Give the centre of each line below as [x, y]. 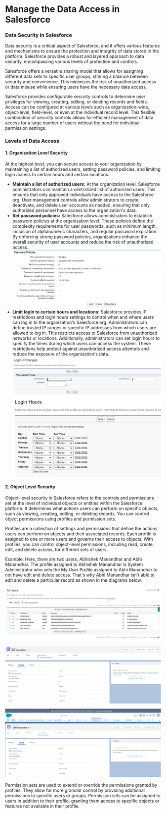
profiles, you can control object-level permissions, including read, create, [80, 544]
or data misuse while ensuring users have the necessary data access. [76, 87]
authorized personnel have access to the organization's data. [75, 210]
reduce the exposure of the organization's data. [61, 354]
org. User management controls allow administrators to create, [76, 200]
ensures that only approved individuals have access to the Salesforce [83, 195]
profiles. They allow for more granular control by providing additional [75, 790]
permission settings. [26, 128]
